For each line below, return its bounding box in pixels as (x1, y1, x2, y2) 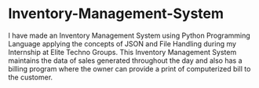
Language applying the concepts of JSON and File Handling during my (8, 38, 237, 48)
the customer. (8, 72, 53, 82)
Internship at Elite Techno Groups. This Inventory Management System (8, 47, 237, 57)
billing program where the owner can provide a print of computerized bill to (8, 64, 251, 73)
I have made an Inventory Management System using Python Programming (8, 31, 251, 40)
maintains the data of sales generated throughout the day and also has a (8, 56, 243, 65)
